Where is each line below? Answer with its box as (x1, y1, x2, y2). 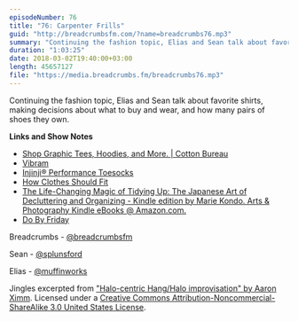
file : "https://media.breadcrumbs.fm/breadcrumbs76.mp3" (9, 71, 224, 80)
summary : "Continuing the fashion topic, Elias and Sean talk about (9, 37, 268, 47)
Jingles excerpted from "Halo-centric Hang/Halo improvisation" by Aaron (9, 283, 277, 294)
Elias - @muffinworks (9, 265, 88, 276)
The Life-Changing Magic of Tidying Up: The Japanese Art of (21, 185, 247, 196)
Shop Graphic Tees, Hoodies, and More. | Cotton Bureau (21, 148, 229, 159)
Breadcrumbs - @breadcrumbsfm (9, 231, 133, 242)
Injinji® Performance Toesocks (21, 167, 134, 177)
